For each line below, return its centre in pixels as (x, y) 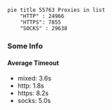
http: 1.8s (31, 86)
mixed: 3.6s (34, 78)
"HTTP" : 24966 (42, 16)
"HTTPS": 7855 (41, 22)
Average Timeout (33, 62)
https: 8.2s (33, 93)
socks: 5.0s (34, 101)
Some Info (25, 46)
